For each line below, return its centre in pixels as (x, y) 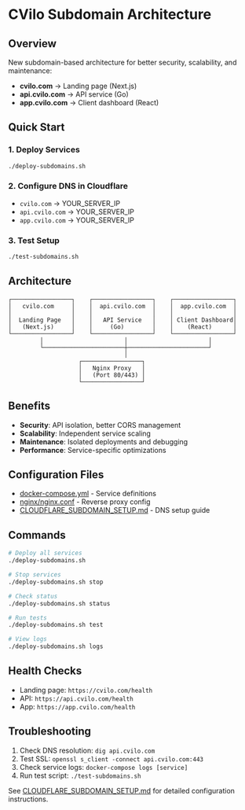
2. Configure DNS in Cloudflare (68, 186)
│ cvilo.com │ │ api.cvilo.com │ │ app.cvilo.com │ (122, 306)
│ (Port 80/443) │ (112, 375)
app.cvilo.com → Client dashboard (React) (89, 103)
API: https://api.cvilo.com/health (76, 698)
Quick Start (37, 127)
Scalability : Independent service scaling (85, 433)
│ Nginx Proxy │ (112, 368)
